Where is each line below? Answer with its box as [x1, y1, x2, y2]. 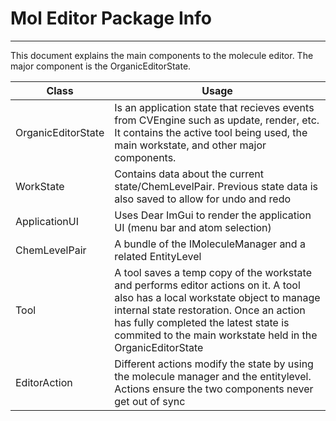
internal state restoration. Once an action [114, 303, 306, 317]
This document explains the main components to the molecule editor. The [10, 49, 314, 61]
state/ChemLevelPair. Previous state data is [114, 179, 319, 193]
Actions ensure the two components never [114, 382, 314, 396]
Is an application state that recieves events [114, 100, 315, 114]
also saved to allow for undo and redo [114, 192, 292, 206]
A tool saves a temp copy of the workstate [114, 265, 312, 279]
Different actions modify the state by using [114, 357, 314, 371]
